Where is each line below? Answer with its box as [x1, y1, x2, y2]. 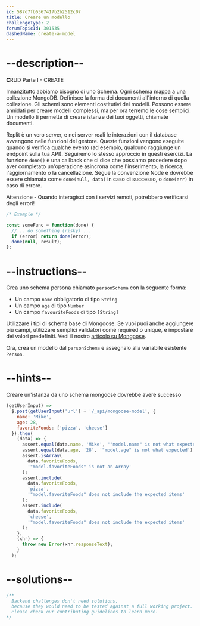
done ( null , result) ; [11, 239, 62, 245]
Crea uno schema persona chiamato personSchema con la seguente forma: [6, 284, 187, 291]
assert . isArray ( [21, 453, 62, 459]
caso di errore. [6, 182, 42, 189]
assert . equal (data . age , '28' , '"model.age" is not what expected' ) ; [21, 447, 196, 454]
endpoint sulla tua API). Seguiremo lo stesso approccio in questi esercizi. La [6, 150, 192, 158]
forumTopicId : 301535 [6, 25, 60, 32]
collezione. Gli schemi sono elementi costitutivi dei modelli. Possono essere [6, 101, 192, 108]
